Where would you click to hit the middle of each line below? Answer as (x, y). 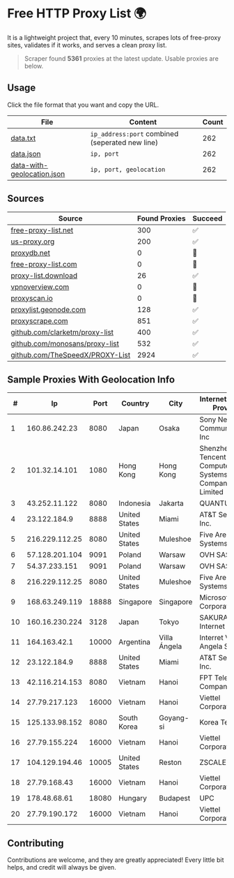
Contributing (36, 843)
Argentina (134, 642)
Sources (26, 199)
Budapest (175, 798)
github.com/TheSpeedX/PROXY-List (71, 355)
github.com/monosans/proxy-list (65, 343)
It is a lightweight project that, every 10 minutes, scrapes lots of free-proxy (114, 37)
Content (143, 121)
